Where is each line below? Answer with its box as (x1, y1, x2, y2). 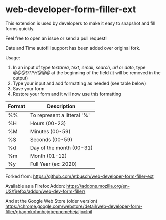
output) (12, 75, 28, 81)
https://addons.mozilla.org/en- (66, 183, 130, 189)
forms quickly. (5, 25, 35, 31)
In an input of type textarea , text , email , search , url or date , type (12, 64, 146, 70)
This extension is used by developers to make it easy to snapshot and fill (5, 20, 156, 26)
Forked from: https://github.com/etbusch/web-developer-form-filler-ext (5, 173, 154, 179)
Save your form (12, 85, 45, 91)
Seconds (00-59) (30, 136, 73, 143)
